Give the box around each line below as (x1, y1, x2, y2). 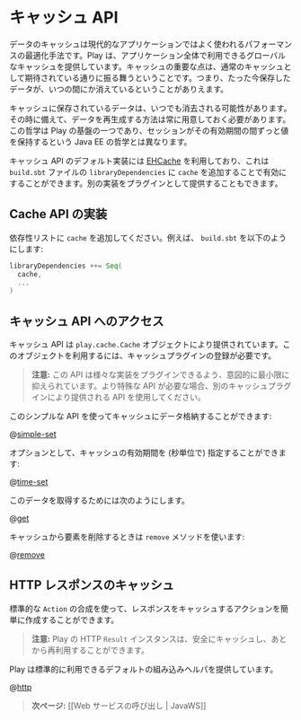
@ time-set (9, 477, 49, 487)
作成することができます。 (24, 614, 120, 625)
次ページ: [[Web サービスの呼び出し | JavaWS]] (31, 700, 207, 711)
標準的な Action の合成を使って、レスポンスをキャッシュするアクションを (9, 602, 281, 614)
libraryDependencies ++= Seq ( (9, 261, 123, 270)
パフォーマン (244, 39, 293, 49)
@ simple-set (9, 429, 57, 440)
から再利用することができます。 (31, 645, 150, 655)
